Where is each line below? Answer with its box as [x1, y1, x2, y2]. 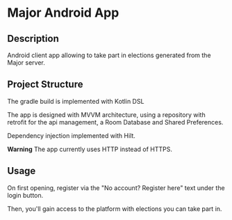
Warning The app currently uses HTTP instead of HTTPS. [7, 145, 172, 153]
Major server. [7, 58, 45, 67]
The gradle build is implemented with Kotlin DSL [7, 97, 144, 105]
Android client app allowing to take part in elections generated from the [7, 51, 211, 59]
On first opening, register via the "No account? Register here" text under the [7, 183, 225, 192]
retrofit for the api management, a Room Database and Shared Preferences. [7, 118, 224, 126]
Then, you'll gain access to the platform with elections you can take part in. [7, 204, 222, 213]
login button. [7, 191, 44, 199]
